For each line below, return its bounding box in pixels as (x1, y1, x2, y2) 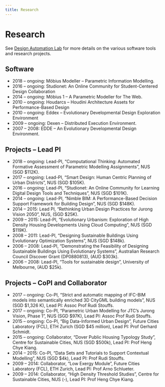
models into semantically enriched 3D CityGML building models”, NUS (12, 297, 156, 303)
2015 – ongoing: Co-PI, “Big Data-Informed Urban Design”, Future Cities (12, 318, 159, 324)
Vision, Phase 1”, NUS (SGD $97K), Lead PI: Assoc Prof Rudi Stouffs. (12, 313, 152, 319)
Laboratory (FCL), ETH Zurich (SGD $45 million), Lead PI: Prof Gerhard (12, 324, 157, 329)
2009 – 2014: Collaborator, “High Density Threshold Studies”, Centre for (12, 371, 160, 377)
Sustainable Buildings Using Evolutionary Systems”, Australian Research (12, 248, 160, 254)
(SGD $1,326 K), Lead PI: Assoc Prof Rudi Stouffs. (12, 302, 114, 308)
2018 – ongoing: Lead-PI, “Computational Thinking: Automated (12, 159, 140, 165)
